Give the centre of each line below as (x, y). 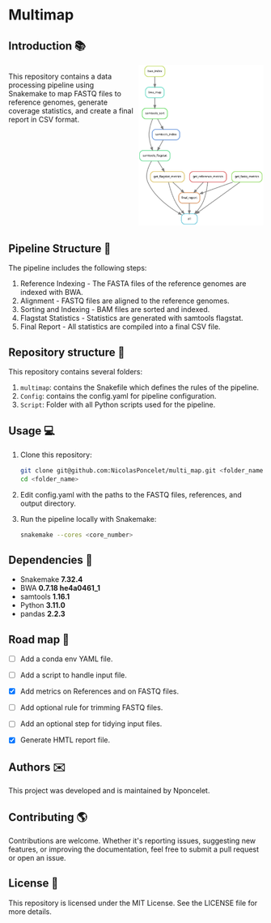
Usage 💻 (32, 431)
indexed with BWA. (51, 293)
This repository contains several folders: (76, 371)
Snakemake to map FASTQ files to (65, 94)
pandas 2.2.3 (43, 614)
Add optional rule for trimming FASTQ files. (91, 707)
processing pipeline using (51, 85)
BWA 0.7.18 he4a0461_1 (60, 588)
